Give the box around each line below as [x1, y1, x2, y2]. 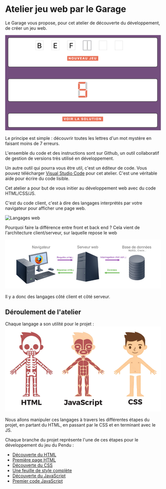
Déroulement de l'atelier [5, 307, 82, 316]
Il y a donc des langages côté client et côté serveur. [5, 294, 110, 300]
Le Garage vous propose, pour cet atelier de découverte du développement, [5, 20, 161, 26]
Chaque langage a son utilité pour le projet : [5, 321, 94, 327]
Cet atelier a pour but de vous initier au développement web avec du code [5, 185, 156, 191]
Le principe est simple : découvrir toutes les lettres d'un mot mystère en [5, 135, 152, 141]
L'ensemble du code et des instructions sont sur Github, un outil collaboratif [5, 150, 160, 156]
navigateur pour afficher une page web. [5, 205, 86, 211]
